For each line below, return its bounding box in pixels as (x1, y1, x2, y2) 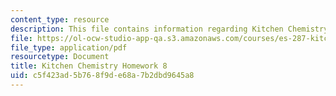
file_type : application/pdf (10, 42, 128, 53)
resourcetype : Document (10, 52, 110, 62)
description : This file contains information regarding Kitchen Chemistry (10, 24, 329, 34)
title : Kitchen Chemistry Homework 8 (10, 61, 168, 71)
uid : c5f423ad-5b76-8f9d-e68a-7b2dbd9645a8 (10, 71, 195, 81)
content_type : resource (10, 14, 110, 25)
